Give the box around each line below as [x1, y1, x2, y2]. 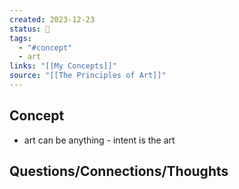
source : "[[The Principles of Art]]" [9, 71, 167, 81]
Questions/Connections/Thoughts [9, 163, 229, 180]
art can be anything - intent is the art [23, 134, 176, 146]
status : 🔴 [9, 24, 51, 34]
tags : [9, 33, 32, 43]
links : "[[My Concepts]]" [9, 61, 117, 71]
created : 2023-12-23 [9, 14, 96, 25]
